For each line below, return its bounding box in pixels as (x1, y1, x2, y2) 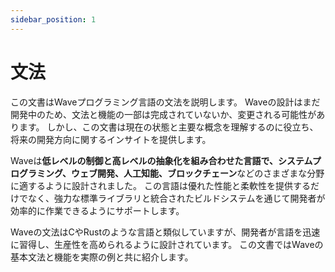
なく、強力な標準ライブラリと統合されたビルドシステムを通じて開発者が (27, 192, 326, 204)
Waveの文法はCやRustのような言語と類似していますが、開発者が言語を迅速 (10, 226, 321, 238)
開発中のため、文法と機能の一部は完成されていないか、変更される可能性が (10, 108, 317, 120)
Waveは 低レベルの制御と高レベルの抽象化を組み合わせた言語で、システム (10, 154, 313, 166)
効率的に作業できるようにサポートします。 (10, 204, 185, 216)
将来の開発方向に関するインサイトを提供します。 (10, 133, 212, 145)
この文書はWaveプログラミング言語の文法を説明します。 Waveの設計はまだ (10, 96, 321, 108)
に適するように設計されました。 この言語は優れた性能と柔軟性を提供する (10, 179, 311, 191)
